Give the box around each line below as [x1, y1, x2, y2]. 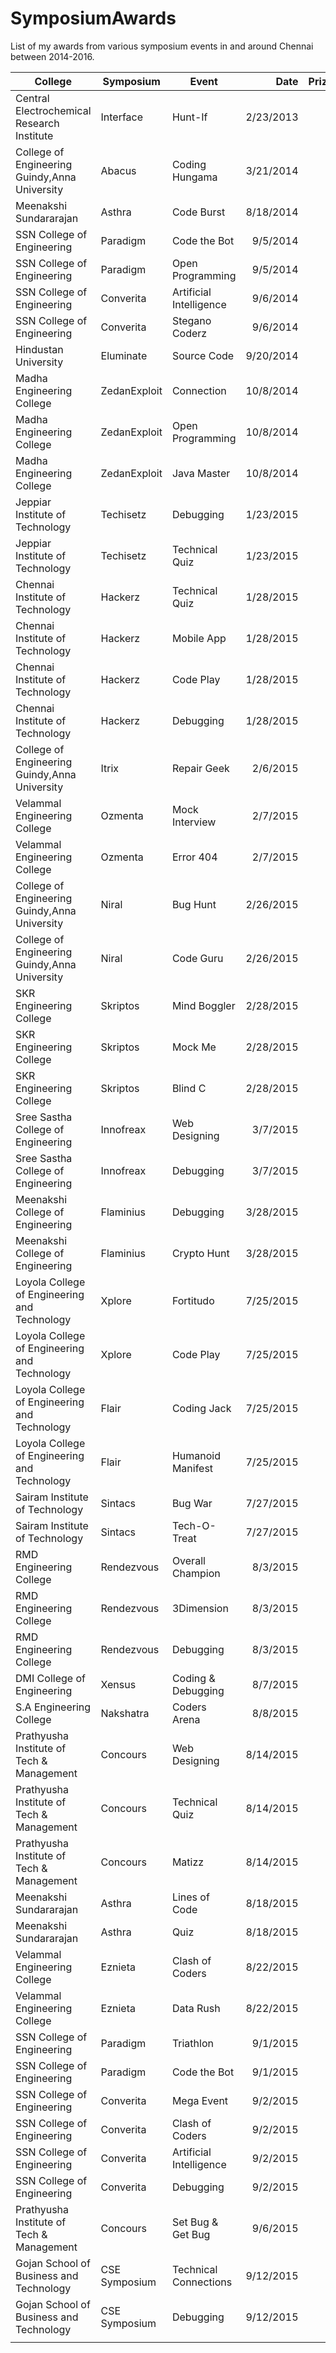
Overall [171, 1553, 206, 1567]
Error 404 [171, 850, 218, 864]
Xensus [100, 1677, 137, 1691]
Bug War [171, 1496, 213, 1510]
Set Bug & [171, 2215, 219, 2229]
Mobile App [171, 631, 227, 645]
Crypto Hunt [171, 1246, 230, 1260]
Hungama [171, 170, 218, 184]
